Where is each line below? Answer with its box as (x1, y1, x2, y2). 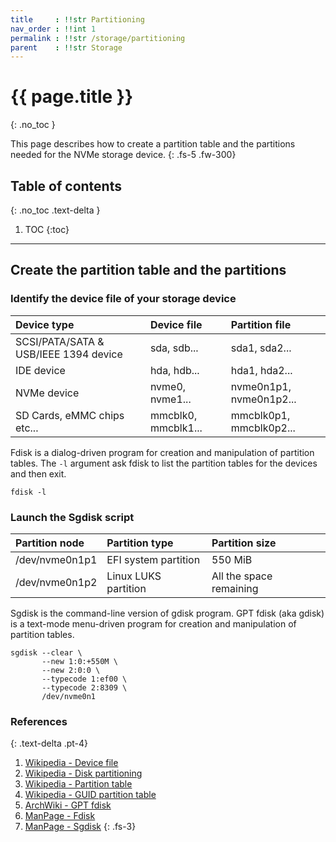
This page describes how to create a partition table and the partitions (10, 138, 296, 150)
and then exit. (10, 467, 67, 480)
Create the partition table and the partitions (10, 262, 287, 279)
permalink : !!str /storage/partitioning (10, 33, 186, 43)
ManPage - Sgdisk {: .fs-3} (24, 821, 137, 833)
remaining (211, 581, 259, 595)
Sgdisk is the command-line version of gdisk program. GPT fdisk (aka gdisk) (10, 607, 325, 619)
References (10, 714, 68, 728)
